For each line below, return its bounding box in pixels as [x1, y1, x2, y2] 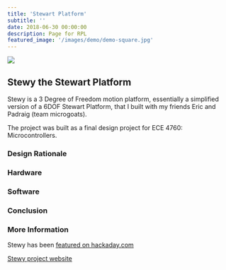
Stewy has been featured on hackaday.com [7, 240, 135, 249]
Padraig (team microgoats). [7, 110, 87, 118]
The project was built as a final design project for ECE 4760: [7, 123, 183, 131]
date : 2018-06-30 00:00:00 [7, 23, 87, 30]
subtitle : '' [7, 17, 46, 24]
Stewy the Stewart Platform [7, 76, 132, 88]
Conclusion [7, 206, 48, 216]
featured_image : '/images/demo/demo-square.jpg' [7, 37, 154, 44]
